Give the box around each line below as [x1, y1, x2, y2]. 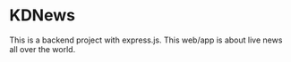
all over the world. [9, 43, 76, 54]
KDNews [9, 5, 76, 26]
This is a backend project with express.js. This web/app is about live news [9, 35, 283, 45]
